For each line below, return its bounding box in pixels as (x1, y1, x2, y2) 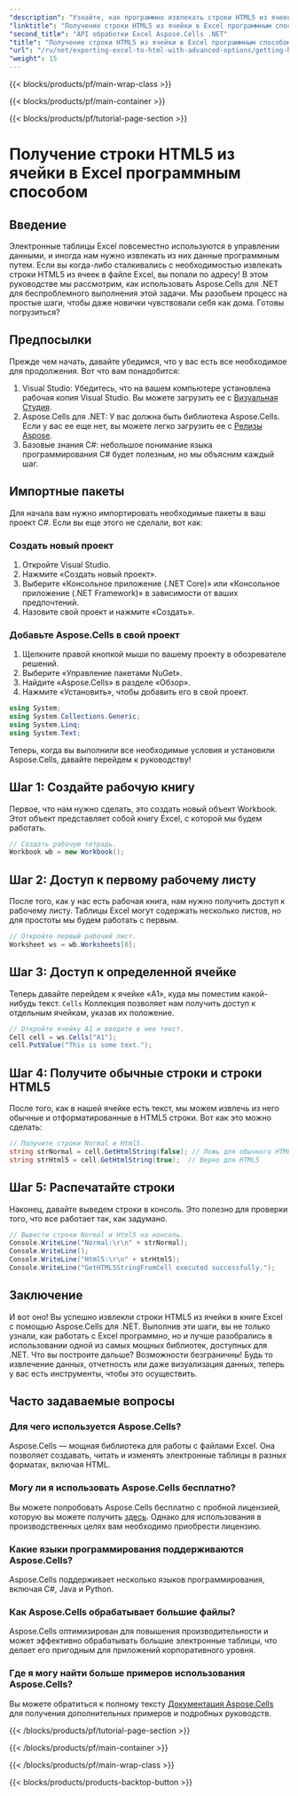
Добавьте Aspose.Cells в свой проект (9, 628, 180, 640)
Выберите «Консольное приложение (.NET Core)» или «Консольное (21, 578, 280, 589)
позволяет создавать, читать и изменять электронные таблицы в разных (9, 1450, 286, 1461)
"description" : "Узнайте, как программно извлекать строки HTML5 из (9, 12, 268, 22)
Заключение (9, 1288, 83, 1303)
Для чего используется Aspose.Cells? (9, 1420, 182, 1433)
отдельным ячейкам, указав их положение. (9, 1007, 175, 1018)
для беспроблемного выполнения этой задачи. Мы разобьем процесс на (9, 288, 288, 298)
